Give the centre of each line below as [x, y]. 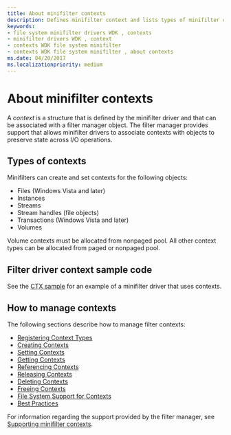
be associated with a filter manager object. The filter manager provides [108, 125]
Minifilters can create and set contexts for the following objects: [97, 178]
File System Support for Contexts [64, 396]
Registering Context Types [55, 338]
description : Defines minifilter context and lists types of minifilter [113, 20]
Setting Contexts [41, 352]
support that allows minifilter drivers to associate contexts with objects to [111, 132]
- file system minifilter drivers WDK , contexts [80, 33]
